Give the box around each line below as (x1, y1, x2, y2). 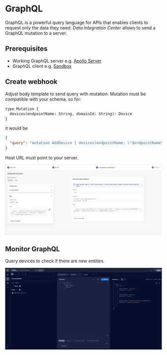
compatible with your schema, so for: (5, 96, 82, 102)
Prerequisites (5, 44, 48, 53)
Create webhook (5, 78, 58, 86)
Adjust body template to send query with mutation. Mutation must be (5, 91, 146, 97)
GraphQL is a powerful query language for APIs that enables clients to (5, 19, 148, 25)
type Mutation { (5, 106, 39, 111)
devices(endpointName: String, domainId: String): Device (9, 111, 133, 116)
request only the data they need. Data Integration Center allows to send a (5, 24, 156, 30)
